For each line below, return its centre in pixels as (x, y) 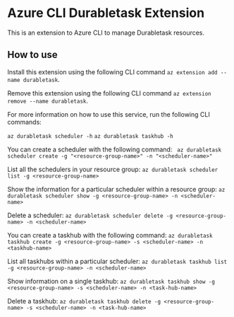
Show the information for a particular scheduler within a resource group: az (116, 189)
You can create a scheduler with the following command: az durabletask (115, 149)
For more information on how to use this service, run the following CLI (109, 114)
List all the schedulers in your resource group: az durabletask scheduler (113, 169)
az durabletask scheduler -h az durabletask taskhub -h (91, 136)
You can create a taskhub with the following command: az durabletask (110, 235)
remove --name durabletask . (48, 100)
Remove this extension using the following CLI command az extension (109, 93)
